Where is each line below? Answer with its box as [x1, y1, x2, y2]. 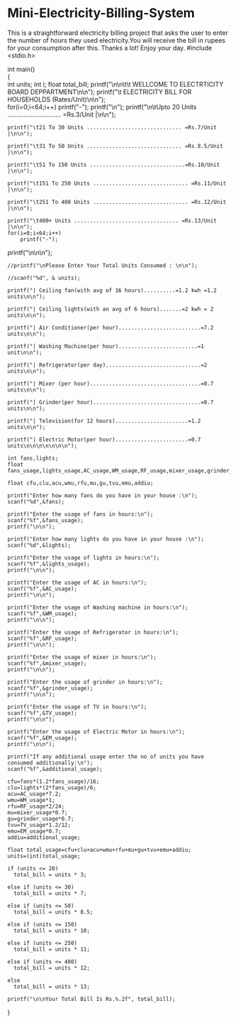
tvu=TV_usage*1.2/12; [7, 821, 72, 828]
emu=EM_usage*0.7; [7, 828, 62, 835]
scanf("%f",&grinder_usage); [7, 684, 93, 692]
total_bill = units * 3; [13, 871, 87, 878]
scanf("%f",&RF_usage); [7, 634, 78, 642]
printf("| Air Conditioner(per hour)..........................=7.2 [7, 324, 214, 331]
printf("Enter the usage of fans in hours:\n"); [7, 510, 154, 518]
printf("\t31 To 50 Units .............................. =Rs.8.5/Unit [7, 142, 223, 150]
